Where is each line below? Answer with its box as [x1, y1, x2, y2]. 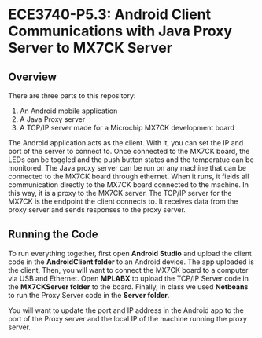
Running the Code [8, 228, 98, 241]
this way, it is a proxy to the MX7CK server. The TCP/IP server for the [8, 189, 232, 197]
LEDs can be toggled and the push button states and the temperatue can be [8, 155, 254, 164]
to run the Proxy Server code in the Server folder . [8, 290, 170, 299]
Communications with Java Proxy [8, 22, 233, 40]
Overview [8, 70, 57, 83]
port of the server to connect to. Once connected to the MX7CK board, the [8, 147, 250, 156]
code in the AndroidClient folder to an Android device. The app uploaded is [8, 257, 254, 266]
